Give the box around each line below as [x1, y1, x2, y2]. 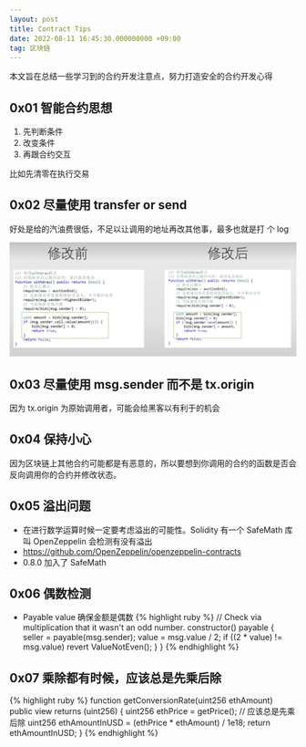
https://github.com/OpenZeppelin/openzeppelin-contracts [22, 545, 241, 556]
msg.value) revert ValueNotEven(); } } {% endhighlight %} [22, 641, 240, 652]
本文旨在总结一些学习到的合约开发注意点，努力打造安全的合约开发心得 [9, 71, 273, 82]
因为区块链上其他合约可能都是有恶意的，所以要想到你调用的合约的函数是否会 [9, 457, 297, 469]
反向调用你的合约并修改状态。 [9, 469, 121, 480]
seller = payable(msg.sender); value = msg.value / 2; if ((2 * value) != [22, 632, 283, 643]
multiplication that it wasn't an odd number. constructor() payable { [22, 622, 275, 633]
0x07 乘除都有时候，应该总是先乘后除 [9, 670, 222, 686]
